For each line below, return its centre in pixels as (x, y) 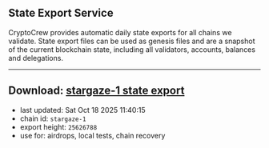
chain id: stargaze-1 (53, 118)
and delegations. (36, 58)
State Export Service (61, 13)
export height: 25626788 (58, 126)
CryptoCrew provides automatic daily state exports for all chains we (120, 32)
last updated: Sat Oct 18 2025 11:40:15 (82, 110)
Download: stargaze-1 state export (96, 91)
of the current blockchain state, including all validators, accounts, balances (132, 49)
